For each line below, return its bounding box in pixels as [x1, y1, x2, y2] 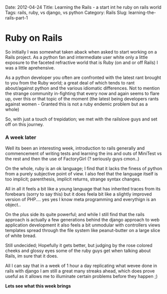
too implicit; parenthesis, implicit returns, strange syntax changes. [5, 176, 141, 182]
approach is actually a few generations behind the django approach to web [5, 217, 160, 223]
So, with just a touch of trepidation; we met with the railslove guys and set [5, 116, 157, 122]
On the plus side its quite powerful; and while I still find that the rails [5, 211, 145, 217]
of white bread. [5, 232, 36, 239]
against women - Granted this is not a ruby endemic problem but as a [5, 101, 148, 107]
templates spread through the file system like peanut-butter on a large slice [5, 227, 160, 233]
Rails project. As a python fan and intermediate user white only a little [5, 54, 148, 60]
